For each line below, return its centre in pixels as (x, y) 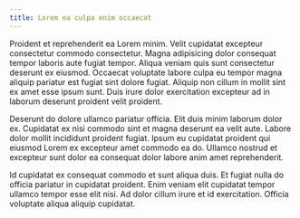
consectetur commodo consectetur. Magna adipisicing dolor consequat (143, 53)
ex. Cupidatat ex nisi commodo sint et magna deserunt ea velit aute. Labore (150, 128)
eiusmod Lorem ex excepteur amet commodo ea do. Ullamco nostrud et (144, 147)
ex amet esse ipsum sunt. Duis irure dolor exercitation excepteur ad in (140, 91)
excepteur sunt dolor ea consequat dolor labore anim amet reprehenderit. (146, 157)
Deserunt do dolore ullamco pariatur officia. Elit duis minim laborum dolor (146, 118)
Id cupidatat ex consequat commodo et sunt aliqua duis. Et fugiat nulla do (146, 175)
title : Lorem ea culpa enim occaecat (81, 18)
